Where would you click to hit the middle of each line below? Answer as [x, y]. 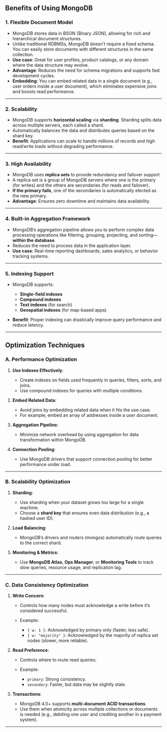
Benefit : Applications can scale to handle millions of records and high [83, 141]
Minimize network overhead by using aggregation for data [79, 434]
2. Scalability [21, 109]
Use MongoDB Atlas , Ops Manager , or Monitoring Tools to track [87, 562]
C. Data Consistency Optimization [47, 585]
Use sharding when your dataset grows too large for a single [82, 502]
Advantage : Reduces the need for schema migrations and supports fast [86, 70]
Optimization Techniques [45, 345]
